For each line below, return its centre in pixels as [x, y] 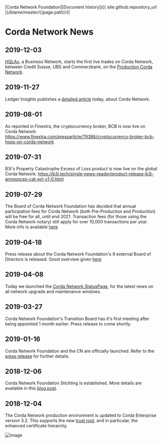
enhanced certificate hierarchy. [36, 426]
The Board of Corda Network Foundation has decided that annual [71, 206]
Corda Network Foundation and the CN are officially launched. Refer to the [80, 351]
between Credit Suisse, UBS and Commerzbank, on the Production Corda [79, 67]
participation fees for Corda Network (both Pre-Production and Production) [80, 211]
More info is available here [32, 227]
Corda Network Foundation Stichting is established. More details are [73, 383]
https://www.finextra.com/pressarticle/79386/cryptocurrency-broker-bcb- [80, 137]
